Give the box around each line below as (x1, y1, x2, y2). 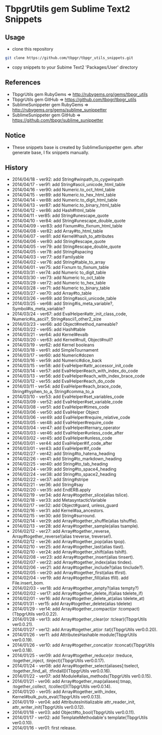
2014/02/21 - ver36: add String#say (12, 482, 84, 488)
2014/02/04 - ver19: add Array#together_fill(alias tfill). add (12, 575, 129, 581)
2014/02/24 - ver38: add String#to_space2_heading (12, 471, 116, 477)
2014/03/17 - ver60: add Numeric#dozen (12, 352, 94, 358)
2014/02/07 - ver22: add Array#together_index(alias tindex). (12, 559, 133, 565)
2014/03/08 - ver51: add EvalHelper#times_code (12, 404, 109, 410)
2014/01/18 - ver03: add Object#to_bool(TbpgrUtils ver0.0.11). (12, 710, 135, 716)
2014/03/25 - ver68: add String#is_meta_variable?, (12, 301, 114, 306)
